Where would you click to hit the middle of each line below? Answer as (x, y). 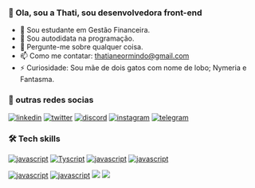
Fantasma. (37, 80)
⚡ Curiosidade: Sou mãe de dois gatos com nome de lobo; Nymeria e (133, 68)
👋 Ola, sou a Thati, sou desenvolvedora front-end (105, 13)
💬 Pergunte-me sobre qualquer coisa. (81, 47)
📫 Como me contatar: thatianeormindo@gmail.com (104, 56)
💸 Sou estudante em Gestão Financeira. (85, 30)
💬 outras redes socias (51, 100)
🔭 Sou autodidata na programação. (77, 38)
